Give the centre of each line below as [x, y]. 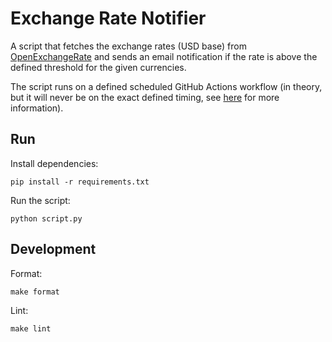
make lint [31, 328]
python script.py [46, 218]
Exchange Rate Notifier [108, 18]
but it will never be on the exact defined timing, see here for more [145, 97]
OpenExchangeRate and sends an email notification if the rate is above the [164, 56]
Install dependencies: [54, 163]
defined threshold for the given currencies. [98, 67]
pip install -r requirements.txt [80, 182]
